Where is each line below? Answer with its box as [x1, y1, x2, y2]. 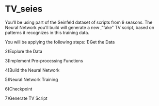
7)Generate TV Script [5, 95, 48, 101]
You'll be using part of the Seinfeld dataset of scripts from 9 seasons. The [5, 19, 153, 25]
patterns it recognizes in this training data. [5, 30, 90, 35]
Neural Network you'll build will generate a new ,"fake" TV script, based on [5, 24, 155, 30]
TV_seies [5, 3, 43, 15]
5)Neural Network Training [5, 76, 58, 82]
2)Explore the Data [5, 48, 43, 54]
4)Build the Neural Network [5, 67, 60, 73]
